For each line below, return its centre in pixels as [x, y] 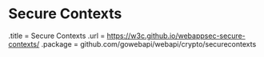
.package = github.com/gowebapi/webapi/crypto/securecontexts [149, 44]
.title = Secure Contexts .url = [57, 36]
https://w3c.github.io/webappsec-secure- [176, 36]
